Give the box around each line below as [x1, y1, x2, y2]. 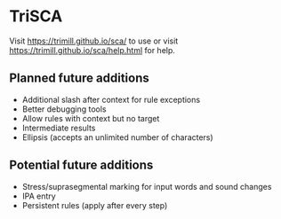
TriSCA [9, 6, 63, 27]
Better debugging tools [21, 104, 107, 114]
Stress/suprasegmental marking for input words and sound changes [21, 181, 272, 192]
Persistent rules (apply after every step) [21, 199, 168, 210]
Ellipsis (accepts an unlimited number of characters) [21, 131, 213, 143]
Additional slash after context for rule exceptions [21, 94, 201, 105]
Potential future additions [9, 158, 154, 173]
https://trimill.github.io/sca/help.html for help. [9, 44, 176, 55]
